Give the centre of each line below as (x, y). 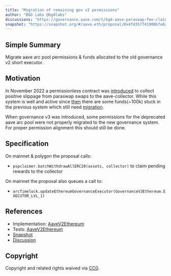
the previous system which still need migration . (55, 107)
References (24, 212)
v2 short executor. (24, 63)
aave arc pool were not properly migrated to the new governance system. (82, 122)
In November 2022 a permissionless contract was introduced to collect (80, 91)
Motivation (23, 79)
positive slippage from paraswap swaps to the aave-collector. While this (81, 96)
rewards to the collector (38, 171)
